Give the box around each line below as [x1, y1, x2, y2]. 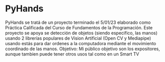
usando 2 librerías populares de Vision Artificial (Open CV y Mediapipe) [5, 35, 152, 41]
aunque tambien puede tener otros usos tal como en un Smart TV [5, 51, 140, 57]
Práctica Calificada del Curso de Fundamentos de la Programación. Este [5, 24, 153, 30]
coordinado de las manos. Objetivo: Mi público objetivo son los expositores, [5, 46, 160, 52]
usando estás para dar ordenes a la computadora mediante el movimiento [5, 40, 157, 46]
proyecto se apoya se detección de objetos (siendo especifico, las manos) [5, 30, 158, 36]
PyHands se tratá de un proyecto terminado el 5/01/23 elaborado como [5, 19, 151, 25]
